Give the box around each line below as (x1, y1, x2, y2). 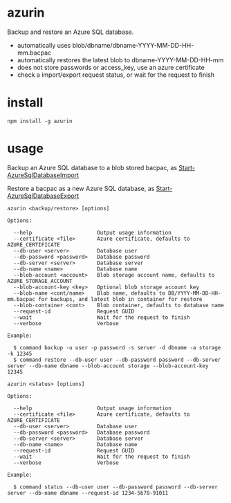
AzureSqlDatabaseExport (7, 192, 80, 200)
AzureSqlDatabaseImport (7, 171, 80, 179)
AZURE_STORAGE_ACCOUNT (7, 277, 73, 284)
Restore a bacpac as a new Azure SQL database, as (7, 184, 155, 192)
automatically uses (17, 41, 71, 49)
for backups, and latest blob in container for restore (37, 295, 203, 302)
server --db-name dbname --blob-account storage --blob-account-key (7, 362, 209, 369)
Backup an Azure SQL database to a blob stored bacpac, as (7, 163, 178, 172)
